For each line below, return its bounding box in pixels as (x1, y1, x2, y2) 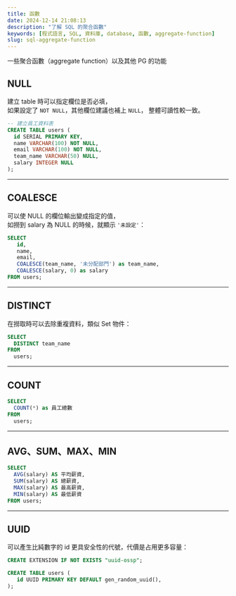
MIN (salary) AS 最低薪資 (13, 490, 82, 497)
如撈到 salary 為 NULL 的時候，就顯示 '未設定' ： (7, 220, 146, 229)
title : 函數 (7, 10, 40, 18)
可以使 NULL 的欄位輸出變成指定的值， (7, 211, 119, 220)
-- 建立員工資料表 (7, 120, 54, 127)
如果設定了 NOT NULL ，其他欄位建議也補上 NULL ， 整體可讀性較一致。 (7, 106, 204, 114)
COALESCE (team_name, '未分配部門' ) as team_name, (16, 261, 159, 268)
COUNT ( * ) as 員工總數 (13, 404, 72, 411)
